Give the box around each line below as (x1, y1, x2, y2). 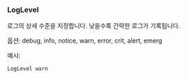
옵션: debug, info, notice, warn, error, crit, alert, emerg (7, 36, 163, 45)
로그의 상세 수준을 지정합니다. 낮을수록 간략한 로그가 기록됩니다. (7, 22, 181, 30)
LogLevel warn (7, 65, 49, 73)
